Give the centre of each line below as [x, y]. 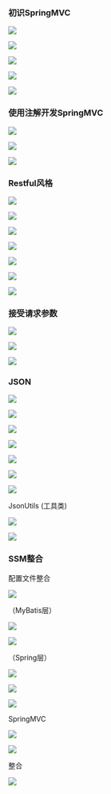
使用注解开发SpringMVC [56, 113]
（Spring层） [30, 657]
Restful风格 [31, 183]
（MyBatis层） [32, 610]
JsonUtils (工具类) [38, 506]
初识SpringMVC [40, 12]
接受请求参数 [33, 313]
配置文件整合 [29, 578]
